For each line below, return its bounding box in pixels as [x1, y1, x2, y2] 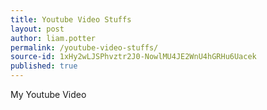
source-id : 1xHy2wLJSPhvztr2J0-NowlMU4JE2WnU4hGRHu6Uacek [10, 52, 257, 62]
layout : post [10, 24, 65, 34]
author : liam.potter [10, 33, 97, 43]
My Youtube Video [10, 89, 87, 100]
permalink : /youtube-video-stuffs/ [10, 42, 159, 53]
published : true [10, 61, 78, 71]
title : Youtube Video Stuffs [10, 14, 132, 25]
